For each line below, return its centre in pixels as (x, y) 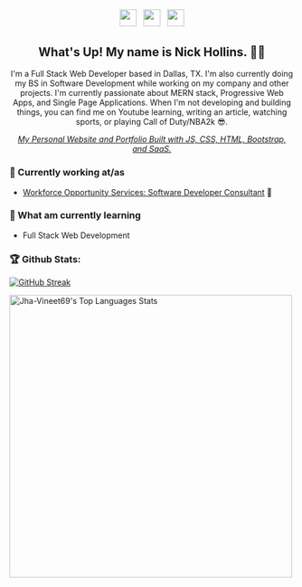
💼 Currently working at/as (67, 173)
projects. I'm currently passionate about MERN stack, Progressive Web (152, 93)
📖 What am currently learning (75, 215)
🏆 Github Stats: (45, 259)
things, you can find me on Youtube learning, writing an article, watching (152, 112)
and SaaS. (152, 149)
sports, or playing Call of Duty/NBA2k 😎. (152, 122)
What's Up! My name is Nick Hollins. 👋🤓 (152, 52)
